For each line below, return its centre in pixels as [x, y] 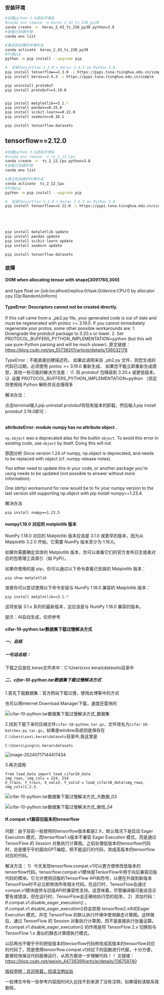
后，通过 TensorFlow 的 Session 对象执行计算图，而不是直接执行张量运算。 [81, 921]
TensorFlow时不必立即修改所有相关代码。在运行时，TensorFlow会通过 [76, 884]
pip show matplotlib [26, 578]
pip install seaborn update [34, 245]
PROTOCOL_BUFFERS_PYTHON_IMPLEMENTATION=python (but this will [79, 339]
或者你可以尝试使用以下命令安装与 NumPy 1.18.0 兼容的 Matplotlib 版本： [78, 588]
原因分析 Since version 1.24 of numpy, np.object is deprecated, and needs [80, 454]
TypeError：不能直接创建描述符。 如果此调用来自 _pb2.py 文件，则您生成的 [81, 360]
